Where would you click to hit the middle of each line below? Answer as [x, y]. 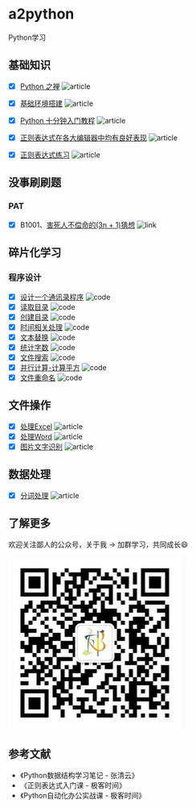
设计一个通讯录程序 [52, 297]
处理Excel [36, 426]
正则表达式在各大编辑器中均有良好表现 [83, 137]
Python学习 [27, 37]
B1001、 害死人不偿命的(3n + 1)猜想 [77, 225]
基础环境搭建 [41, 103]
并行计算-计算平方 [50, 367]
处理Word [36, 436]
